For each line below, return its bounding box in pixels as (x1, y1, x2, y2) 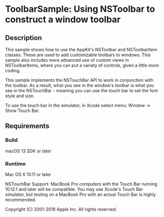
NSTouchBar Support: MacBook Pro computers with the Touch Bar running (5, 181, 158, 187)
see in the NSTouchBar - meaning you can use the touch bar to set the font (5, 88, 158, 93)
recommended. (5, 196, 36, 203)
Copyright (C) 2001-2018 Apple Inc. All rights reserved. (5, 206, 117, 212)
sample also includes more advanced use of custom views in (5, 57, 129, 63)
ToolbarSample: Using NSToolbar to (5, 3, 155, 15)
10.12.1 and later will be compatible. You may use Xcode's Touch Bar (5, 186, 143, 192)
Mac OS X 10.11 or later (5, 171, 51, 177)
